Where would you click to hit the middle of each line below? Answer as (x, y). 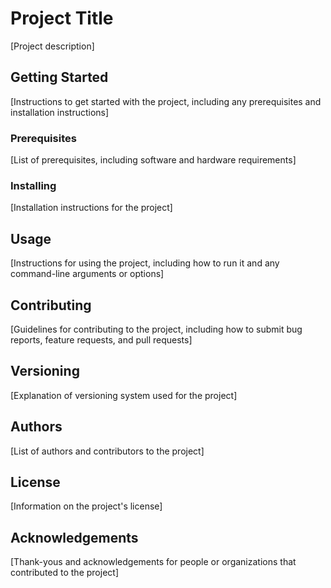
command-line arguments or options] (87, 274)
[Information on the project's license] (86, 506)
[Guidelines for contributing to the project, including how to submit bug (156, 329)
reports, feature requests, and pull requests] (101, 339)
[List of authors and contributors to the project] (107, 451)
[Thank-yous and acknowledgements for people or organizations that (153, 562)
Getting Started (59, 77)
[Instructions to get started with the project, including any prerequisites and (166, 101)
